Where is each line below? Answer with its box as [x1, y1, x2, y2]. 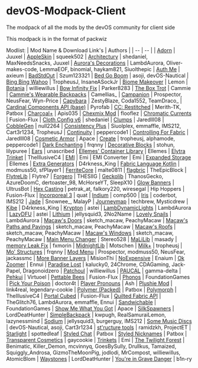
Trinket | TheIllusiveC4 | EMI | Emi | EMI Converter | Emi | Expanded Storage [6, 153, 191, 161]
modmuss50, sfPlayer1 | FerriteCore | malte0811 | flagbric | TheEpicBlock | [6, 166, 187, 173]
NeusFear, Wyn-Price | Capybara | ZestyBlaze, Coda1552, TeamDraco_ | [6, 97, 182, 104]
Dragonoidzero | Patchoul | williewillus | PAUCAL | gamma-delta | [22, 267, 181, 274]
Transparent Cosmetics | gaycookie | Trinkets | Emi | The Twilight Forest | [6, 336, 185, 343]
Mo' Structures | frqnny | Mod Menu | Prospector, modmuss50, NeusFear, [6, 248, 186, 255]
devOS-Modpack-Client [6, 4, 126, 18]
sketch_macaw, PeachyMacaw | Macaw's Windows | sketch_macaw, [6, 229, 174, 236]
